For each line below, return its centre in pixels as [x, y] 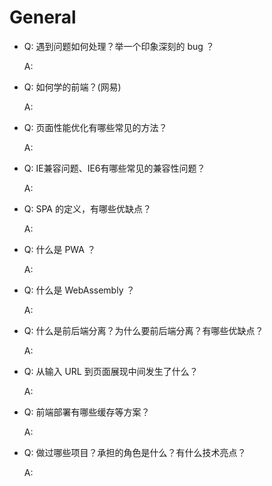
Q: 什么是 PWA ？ [59, 249]
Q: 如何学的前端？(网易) [72, 87]
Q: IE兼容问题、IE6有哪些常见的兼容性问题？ [114, 168]
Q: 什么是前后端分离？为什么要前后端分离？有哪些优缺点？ [143, 330]
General [43, 17]
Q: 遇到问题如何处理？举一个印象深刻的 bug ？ [119, 46]
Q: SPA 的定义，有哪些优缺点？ [87, 208]
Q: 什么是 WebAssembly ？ [79, 290]
